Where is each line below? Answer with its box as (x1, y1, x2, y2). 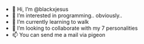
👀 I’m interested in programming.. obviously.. (11, 12, 123, 19)
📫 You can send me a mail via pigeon (11, 32, 106, 38)
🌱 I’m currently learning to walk (11, 18, 89, 25)
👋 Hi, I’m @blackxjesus (11, 6, 69, 12)
